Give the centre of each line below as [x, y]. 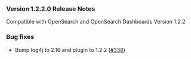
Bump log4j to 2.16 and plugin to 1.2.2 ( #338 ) [70, 50]
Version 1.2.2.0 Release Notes [51, 9]
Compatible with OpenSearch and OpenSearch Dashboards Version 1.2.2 [96, 22]
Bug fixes [20, 37]
